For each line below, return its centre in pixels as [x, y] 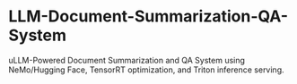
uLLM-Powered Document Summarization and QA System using [127, 60]
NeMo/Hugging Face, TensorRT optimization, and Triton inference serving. [146, 70]
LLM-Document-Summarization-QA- [148, 17]
